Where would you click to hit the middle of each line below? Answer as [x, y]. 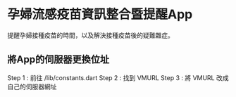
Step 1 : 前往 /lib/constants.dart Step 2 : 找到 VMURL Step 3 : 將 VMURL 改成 [118, 77]
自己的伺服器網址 [32, 86]
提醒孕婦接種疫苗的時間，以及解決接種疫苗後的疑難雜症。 [91, 35]
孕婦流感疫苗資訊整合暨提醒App [100, 14]
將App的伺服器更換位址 [58, 59]
